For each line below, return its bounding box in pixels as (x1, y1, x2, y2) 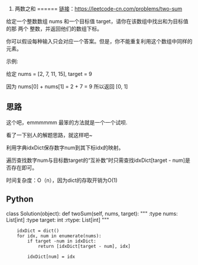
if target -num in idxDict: (27, 238, 96, 244)
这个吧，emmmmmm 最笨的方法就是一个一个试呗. (6, 119, 128, 126)
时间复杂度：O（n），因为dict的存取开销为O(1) (6, 177, 118, 184)
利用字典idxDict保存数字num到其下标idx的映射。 (6, 144, 124, 151)
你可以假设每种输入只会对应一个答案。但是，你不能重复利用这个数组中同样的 (6, 38, 193, 44)
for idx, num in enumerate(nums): (17, 233, 102, 239)
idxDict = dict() (17, 228, 60, 234)
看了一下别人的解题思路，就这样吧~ (6, 131, 93, 138)
